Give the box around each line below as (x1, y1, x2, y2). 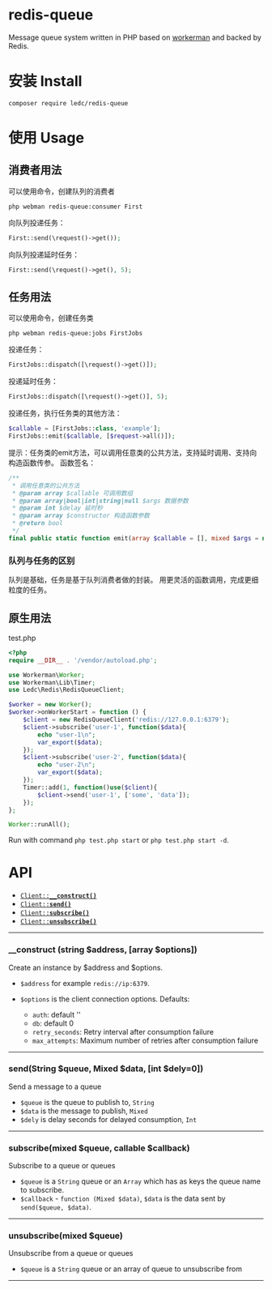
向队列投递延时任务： (8, 250, 79, 259)
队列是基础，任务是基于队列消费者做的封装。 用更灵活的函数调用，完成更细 (8, 575, 259, 585)
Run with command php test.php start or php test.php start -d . (8, 835, 229, 845)
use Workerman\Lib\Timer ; (8, 678, 96, 686)
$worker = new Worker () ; (8, 701, 92, 709)
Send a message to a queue (8, 1082, 102, 1091)
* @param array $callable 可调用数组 (11, 489, 134, 497)
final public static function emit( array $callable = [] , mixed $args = (8, 534, 259, 542)
